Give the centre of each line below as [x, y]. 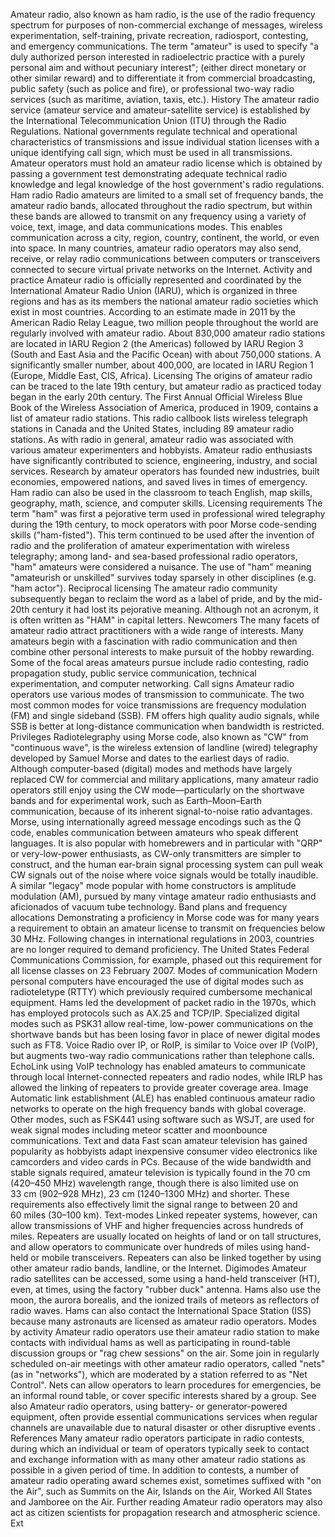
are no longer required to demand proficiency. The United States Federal [160, 949]
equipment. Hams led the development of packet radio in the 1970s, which [163, 1002]
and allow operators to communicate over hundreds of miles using [147, 1247]
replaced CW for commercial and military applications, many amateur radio [164, 779]
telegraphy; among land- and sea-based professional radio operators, [154, 556]
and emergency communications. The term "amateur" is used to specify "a [165, 46]
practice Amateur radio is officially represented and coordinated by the [156, 280]
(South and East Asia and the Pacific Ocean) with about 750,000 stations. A [166, 354]
